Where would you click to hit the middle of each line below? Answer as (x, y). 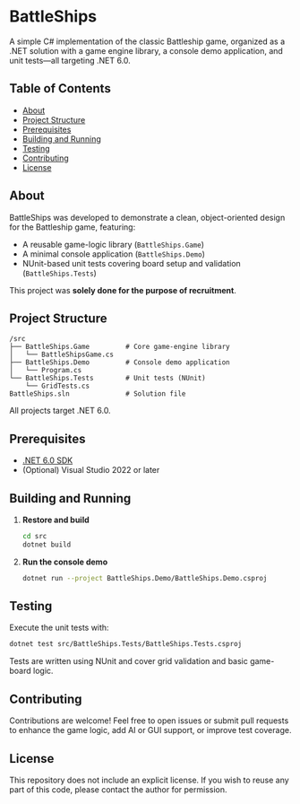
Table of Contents (60, 88)
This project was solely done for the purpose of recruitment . (123, 290)
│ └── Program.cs (46, 371)
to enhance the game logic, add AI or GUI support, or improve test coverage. (150, 730)
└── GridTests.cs (58, 386)
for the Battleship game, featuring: (73, 227)
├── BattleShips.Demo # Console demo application (120, 363)
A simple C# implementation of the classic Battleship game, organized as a (147, 41)
